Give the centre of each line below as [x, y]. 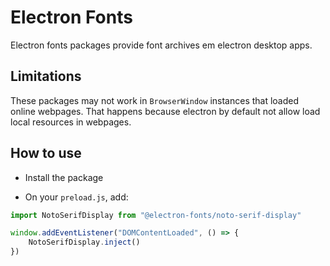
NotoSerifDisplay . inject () [84, 242]
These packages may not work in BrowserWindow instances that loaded [155, 100]
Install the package [64, 177]
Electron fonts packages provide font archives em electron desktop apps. [161, 45]
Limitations [46, 76]
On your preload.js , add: [76, 197]
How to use [46, 153]
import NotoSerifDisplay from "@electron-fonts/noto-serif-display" [156, 215]
